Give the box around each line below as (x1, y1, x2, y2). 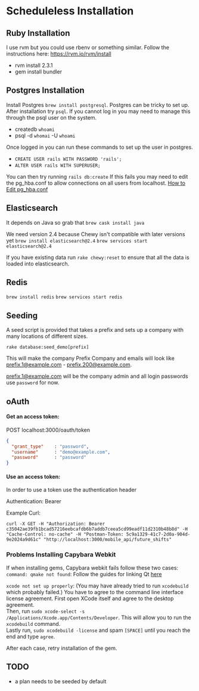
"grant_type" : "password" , (11, 444, 89, 450)
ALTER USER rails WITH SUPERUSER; (14, 163, 101, 169)
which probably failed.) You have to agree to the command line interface (6, 588, 184, 595)
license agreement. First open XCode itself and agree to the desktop (6, 595, 174, 602)
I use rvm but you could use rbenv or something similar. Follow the (6, 44, 170, 51)
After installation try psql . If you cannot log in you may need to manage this (6, 108, 191, 115)
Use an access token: (6, 473, 61, 480)
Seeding (6, 310, 38, 320)
